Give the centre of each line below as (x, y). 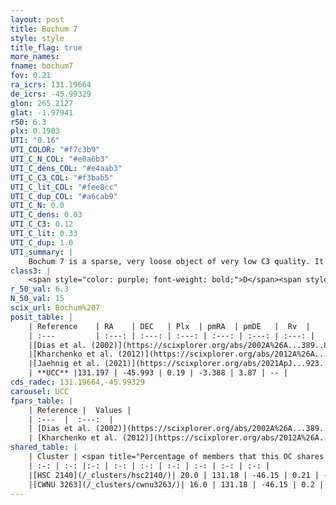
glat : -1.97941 (42, 112)
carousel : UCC (40, 391)
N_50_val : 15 (37, 299)
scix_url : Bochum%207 (55, 308)
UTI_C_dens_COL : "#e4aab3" (66, 168)
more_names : (35, 57)
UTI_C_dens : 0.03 (46, 215)
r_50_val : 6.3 (40, 289)
